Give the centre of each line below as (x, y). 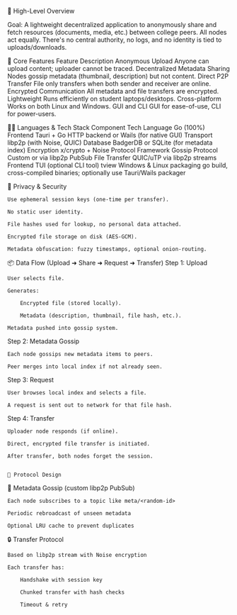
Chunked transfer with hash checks (73, 592)
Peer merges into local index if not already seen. (85, 367)
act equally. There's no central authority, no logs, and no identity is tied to (115, 40)
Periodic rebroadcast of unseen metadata (69, 514)
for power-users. (32, 114)
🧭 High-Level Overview (41, 11)
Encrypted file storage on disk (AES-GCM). (73, 237)
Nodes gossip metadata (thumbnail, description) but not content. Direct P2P (118, 76)
